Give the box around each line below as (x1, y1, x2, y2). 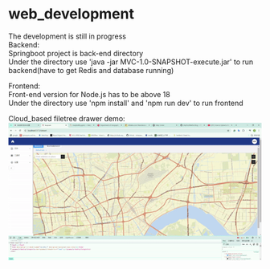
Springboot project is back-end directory (8, 48, 144, 58)
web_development (8, 5, 135, 23)
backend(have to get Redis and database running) (8, 65, 174, 75)
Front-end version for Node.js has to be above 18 (8, 89, 170, 99)
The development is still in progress (8, 31, 127, 41)
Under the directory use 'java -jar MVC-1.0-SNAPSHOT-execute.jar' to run (8, 57, 254, 67)
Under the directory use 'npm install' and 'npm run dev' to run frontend (8, 98, 243, 108)
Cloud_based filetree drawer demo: (8, 113, 126, 123)
